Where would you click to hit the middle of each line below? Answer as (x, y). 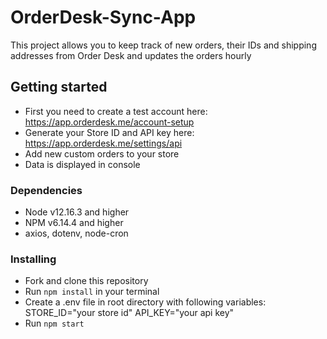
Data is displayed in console (82, 164)
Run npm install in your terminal (92, 292)
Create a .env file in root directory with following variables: (145, 302)
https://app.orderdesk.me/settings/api (103, 143)
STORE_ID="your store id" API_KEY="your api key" (129, 313)
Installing (33, 259)
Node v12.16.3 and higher (77, 212)
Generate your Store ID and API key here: (109, 132)
